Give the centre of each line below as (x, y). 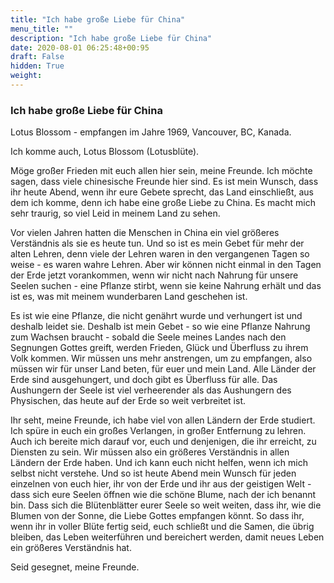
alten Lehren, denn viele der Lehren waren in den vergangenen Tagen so (160, 254)
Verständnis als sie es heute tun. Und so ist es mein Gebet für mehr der (157, 243)
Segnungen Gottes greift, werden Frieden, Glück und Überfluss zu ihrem (159, 348)
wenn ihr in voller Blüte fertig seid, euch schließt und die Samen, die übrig (162, 527)
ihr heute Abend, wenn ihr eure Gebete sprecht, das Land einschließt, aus (162, 192)
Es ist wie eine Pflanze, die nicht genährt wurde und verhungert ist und (156, 316)
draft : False (37, 57)
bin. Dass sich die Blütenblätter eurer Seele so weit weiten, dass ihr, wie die (166, 505)
